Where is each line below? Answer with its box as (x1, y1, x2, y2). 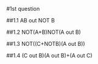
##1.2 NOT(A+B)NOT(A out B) (6, 28, 81, 36)
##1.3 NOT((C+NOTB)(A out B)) (6, 40, 85, 47)
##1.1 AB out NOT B (6, 17, 55, 24)
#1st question (6, 5, 40, 12)
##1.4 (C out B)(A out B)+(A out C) (6, 52, 93, 59)
